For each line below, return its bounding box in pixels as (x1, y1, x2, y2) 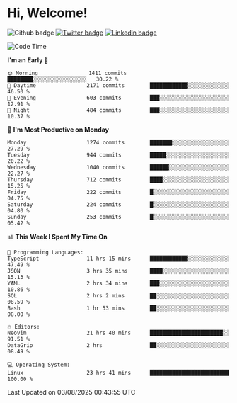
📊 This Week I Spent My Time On (7, 232, 108, 241)
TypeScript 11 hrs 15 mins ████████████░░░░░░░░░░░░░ (7, 255, 230, 262)
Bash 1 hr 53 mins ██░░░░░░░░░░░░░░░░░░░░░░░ (7, 305, 230, 312)
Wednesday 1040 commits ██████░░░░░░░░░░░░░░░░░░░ (7, 164, 230, 171)
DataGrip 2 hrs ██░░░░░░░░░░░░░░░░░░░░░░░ (7, 341, 230, 348)
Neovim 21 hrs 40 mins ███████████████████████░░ (7, 329, 230, 336)
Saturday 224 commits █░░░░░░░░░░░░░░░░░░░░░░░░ (7, 200, 230, 208)
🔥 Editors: (7, 323, 40, 330)
